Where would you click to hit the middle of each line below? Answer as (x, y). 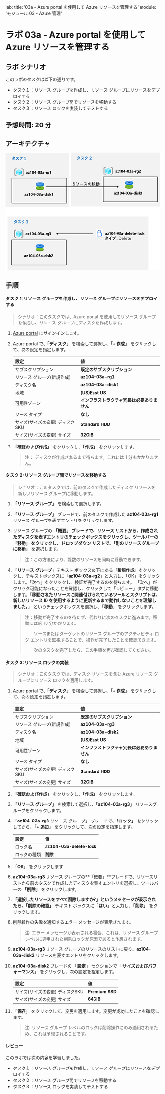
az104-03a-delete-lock (71, 846)
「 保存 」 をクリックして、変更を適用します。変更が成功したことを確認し (86, 1011)
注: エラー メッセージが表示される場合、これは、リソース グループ (91, 932)
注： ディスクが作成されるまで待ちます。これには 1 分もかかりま (89, 457)
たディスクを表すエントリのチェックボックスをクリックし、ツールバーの (85, 537)
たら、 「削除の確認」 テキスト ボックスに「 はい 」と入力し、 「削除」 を (83, 905)
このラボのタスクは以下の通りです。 (42, 79)
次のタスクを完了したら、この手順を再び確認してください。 (94, 650)
